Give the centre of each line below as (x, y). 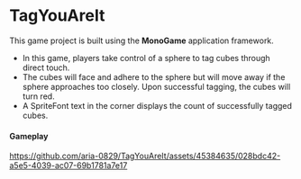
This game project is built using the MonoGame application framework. (142, 40)
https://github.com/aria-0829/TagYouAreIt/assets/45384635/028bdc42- (145, 156)
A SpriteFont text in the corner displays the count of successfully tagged (157, 105)
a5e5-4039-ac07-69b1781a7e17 (68, 166)
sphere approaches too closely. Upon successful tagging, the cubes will (156, 86)
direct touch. (46, 67)
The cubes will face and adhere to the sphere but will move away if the (154, 76)
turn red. (39, 96)
